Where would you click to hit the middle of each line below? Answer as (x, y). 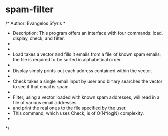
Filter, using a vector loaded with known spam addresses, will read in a (86, 97)
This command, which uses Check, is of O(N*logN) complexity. (78, 113)
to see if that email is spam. (41, 86)
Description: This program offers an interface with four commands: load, (88, 33)
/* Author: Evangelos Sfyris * (35, 23)
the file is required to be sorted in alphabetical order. (67, 59)
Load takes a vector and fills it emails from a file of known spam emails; (87, 54)
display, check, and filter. (38, 38)
